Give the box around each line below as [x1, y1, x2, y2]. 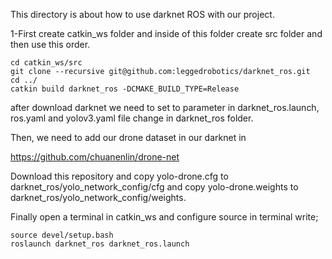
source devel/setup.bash [10, 230, 114, 240]
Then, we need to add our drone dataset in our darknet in [10, 132, 247, 143]
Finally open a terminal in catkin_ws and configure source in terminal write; [10, 211, 319, 223]
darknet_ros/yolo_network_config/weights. [10, 192, 187, 203]
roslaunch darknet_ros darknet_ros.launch [10, 239, 190, 249]
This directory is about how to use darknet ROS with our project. [10, 9, 275, 20]
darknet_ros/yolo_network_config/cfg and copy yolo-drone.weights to [10, 181, 299, 193]
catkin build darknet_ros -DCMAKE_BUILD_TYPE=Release [10, 84, 240, 94]
